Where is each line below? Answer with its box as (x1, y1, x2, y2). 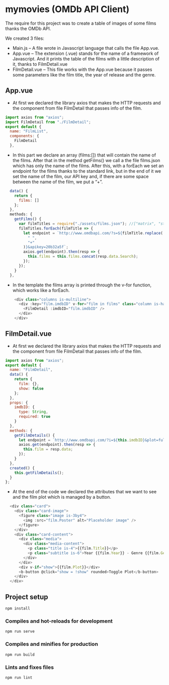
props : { (10, 400, 28, 405)
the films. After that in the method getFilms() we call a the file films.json (12, 157, 160, 163)
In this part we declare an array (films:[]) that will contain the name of (12, 152, 156, 158)
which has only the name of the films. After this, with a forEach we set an (12, 163, 164, 169)
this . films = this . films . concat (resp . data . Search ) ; (27, 254, 138, 259)
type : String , (18, 409, 49, 415)
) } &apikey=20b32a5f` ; (23, 245, 69, 250)
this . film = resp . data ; (23, 447, 73, 452)
